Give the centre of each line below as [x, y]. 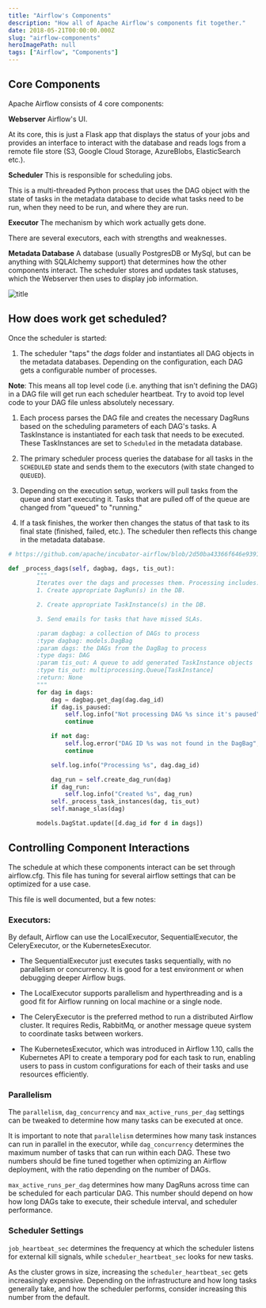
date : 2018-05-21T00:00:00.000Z [61, 30]
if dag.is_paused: [81, 707]
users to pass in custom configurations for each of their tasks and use [134, 1065]
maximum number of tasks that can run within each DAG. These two [120, 1153]
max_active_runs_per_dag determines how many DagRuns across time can [129, 1185]
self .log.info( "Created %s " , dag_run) [129, 794]
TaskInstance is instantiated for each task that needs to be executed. [132, 434]
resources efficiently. [54, 1074]
